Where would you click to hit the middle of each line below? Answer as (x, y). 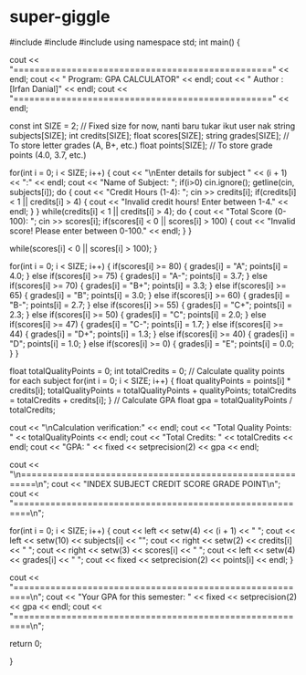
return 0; (26, 643)
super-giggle (60, 17)
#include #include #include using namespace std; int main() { (125, 42)
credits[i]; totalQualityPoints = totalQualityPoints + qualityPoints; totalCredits (153, 390)
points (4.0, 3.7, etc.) (48, 155)
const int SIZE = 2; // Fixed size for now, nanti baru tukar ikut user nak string (153, 126)
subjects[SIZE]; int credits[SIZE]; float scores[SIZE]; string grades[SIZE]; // (149, 135)
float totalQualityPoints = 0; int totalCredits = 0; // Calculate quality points (147, 370)
